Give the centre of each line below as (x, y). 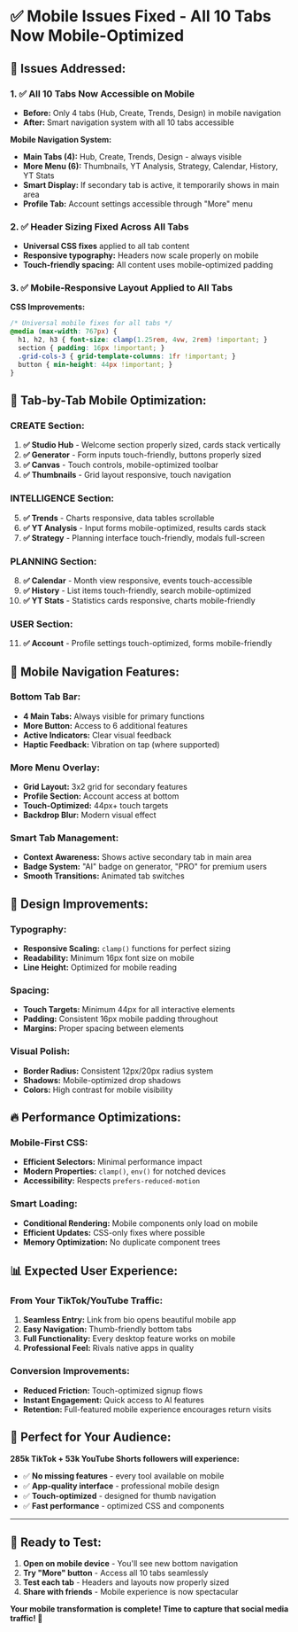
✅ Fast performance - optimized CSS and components (123, 1505)
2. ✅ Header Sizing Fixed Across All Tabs (99, 226)
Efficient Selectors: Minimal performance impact (112, 1162)
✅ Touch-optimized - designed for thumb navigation (119, 1495)
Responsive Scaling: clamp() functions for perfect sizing (126, 949)
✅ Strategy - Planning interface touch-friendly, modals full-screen (144, 537)
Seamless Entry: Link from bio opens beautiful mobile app (130, 1320)
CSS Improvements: (48, 307)
